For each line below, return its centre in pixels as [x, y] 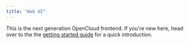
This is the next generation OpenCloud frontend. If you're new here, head [95, 28]
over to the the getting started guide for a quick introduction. [79, 34]
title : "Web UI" [26, 11]
